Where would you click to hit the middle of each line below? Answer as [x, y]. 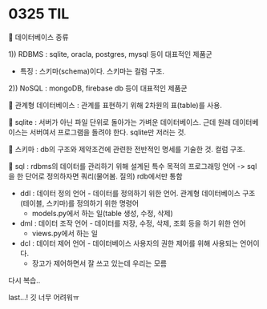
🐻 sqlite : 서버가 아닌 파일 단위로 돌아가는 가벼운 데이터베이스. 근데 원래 [119, 122]
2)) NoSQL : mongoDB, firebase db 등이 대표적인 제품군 [98, 88]
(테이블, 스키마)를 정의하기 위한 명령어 [79, 203]
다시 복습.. [24, 280]
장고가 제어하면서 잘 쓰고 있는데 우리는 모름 [99, 263]
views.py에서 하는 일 [65, 233]
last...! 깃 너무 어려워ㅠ [44, 297]
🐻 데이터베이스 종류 [39, 37]
